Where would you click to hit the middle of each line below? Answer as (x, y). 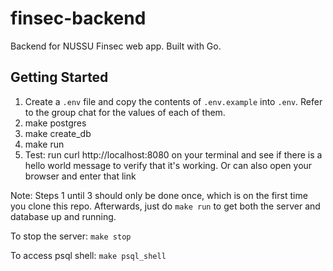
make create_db (58, 133)
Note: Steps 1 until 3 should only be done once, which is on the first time (159, 195)
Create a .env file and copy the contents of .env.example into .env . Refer (173, 101)
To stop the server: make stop (71, 236)
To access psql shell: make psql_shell (88, 255)
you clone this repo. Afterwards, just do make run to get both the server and (165, 206)
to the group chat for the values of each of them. (125, 112)
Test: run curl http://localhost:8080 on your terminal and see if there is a (173, 154)
